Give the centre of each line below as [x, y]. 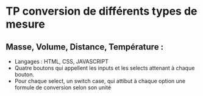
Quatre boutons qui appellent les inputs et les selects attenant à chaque [105, 68]
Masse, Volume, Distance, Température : [85, 47]
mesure [25, 24]
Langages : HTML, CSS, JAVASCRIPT [62, 61]
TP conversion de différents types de [101, 11]
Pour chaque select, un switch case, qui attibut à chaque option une [100, 81]
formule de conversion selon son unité [63, 87]
